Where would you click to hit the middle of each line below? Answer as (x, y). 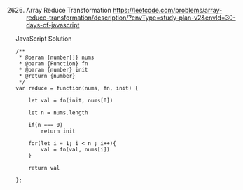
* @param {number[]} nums (56, 57)
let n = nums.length (58, 113)
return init (58, 131)
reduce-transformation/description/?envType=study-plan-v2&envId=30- (131, 18)
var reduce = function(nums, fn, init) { (77, 88)
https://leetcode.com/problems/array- (167, 10)
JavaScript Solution (44, 39)
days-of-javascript (53, 25)
